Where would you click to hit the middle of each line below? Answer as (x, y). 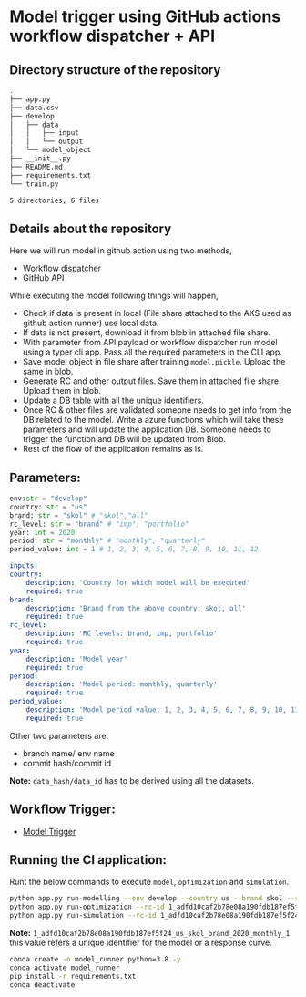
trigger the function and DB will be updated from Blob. (124, 439)
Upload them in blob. (62, 391)
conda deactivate (42, 985)
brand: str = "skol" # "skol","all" (79, 515)
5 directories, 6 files (55, 200)
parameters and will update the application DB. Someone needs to (147, 429)
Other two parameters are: (59, 735)
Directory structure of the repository (115, 70)
